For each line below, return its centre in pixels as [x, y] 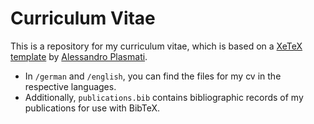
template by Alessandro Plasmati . [79, 56]
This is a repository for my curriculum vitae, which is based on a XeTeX [156, 46]
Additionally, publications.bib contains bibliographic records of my [164, 97]
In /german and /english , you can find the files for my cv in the [153, 76]
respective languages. [70, 86]
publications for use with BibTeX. [92, 108]
